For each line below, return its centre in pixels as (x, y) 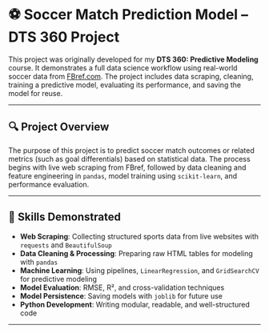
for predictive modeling (58, 279)
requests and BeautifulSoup (66, 245)
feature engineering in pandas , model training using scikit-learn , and (123, 175)
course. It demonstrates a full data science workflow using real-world (123, 67)
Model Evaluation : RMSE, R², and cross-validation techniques (122, 287)
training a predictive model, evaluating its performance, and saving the (125, 85)
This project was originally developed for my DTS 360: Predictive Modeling (133, 59)
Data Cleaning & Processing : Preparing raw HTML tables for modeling (137, 253)
